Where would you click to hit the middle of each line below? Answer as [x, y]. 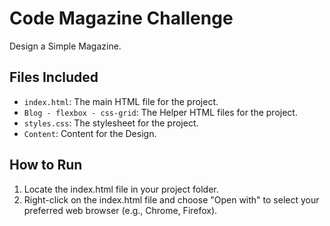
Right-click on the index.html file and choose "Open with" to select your [171, 199]
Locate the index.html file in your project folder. [121, 189]
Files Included [54, 77]
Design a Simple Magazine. [65, 46]
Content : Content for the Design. [90, 133]
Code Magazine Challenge [121, 18]
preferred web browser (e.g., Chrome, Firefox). [120, 210]
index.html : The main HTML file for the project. [121, 101]
